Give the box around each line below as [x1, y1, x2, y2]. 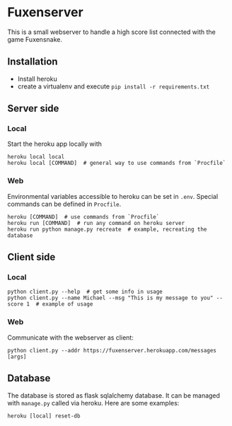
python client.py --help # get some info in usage [7, 288, 163, 296]
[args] [7, 353, 27, 360]
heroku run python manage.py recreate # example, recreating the [7, 226, 207, 233]
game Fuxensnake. [7, 35, 62, 43]
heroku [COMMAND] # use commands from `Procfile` [7, 213, 160, 220]
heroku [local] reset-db [7, 412, 81, 420]
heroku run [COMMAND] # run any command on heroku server [7, 219, 185, 226]
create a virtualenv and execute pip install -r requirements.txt [17, 82, 210, 91]
